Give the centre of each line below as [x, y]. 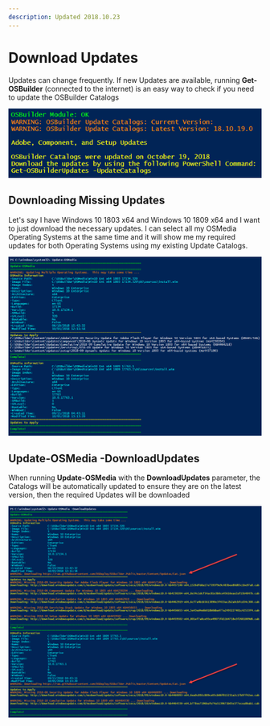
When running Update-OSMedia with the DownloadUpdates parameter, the [135, 478]
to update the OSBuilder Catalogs [63, 97]
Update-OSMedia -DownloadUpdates [104, 458]
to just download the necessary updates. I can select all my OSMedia [123, 228]
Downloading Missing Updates [87, 201]
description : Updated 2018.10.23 [64, 17]
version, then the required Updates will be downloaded [99, 495]
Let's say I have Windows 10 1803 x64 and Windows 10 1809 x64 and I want [134, 219]
